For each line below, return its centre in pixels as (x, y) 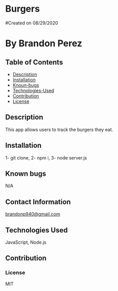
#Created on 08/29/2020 (32, 23)
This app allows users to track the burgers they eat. (59, 130)
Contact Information (38, 202)
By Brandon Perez (44, 43)
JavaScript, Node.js (26, 242)
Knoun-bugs (26, 85)
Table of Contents (34, 62)
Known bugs (26, 173)
